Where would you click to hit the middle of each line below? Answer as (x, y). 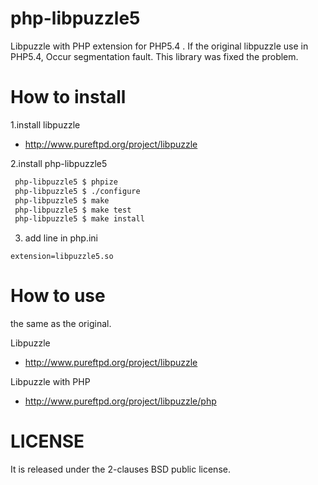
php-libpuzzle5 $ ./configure (77, 191)
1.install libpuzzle (45, 124)
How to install (68, 97)
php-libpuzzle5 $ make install (79, 219)
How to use (58, 296)
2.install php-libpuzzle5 (59, 163)
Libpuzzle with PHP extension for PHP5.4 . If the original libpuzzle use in (159, 46)
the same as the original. (61, 324)
